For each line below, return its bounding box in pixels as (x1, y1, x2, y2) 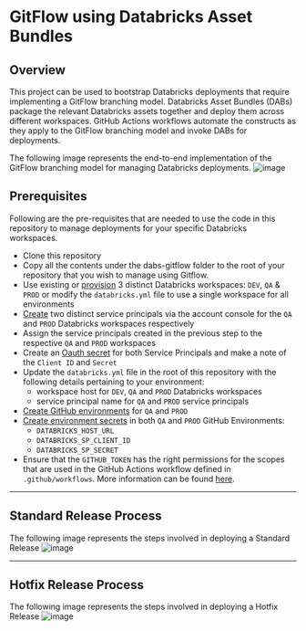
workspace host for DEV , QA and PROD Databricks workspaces (36, 385, 262, 396)
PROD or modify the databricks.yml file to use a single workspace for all (22, 289, 290, 300)
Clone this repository (22, 249, 102, 261)
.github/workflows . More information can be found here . (22, 473, 235, 484)
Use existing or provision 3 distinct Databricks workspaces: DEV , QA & (22, 279, 280, 289)
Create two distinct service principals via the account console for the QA (22, 308, 292, 319)
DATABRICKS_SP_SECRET (36, 446, 118, 455)
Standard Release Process (9, 509, 162, 524)
